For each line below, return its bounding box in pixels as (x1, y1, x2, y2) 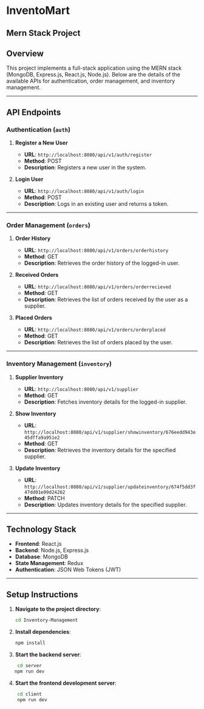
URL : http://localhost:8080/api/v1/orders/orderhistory (24, 246, 169, 254)
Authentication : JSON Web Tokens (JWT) (15, 566, 121, 574)
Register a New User (15, 139, 68, 146)
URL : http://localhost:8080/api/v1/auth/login (24, 188, 144, 195)
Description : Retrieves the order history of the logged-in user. (24, 259, 180, 267)
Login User (15, 175, 44, 183)
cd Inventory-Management (15, 617, 78, 623)
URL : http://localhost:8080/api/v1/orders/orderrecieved (24, 283, 171, 290)
